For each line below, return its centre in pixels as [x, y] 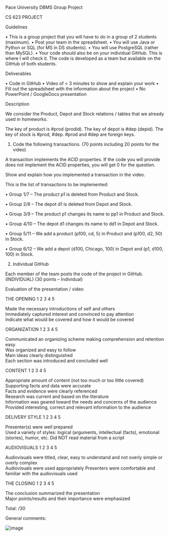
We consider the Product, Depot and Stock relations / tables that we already [84, 114]
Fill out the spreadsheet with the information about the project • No [75, 89]
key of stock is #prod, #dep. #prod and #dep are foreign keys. [70, 134]
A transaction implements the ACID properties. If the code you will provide [83, 159]
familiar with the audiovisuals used [41, 473]
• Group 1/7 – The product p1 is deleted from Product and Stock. [72, 194]
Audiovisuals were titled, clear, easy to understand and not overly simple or [84, 457]
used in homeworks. [26, 119]
